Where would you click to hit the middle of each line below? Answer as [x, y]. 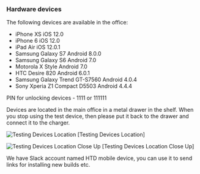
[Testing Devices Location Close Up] [148, 147]
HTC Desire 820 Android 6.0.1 [52, 73]
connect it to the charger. [38, 123]
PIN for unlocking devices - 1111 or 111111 [57, 98]
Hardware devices [34, 9]
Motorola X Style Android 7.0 [51, 67]
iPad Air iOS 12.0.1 [38, 47]
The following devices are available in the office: [67, 23]
